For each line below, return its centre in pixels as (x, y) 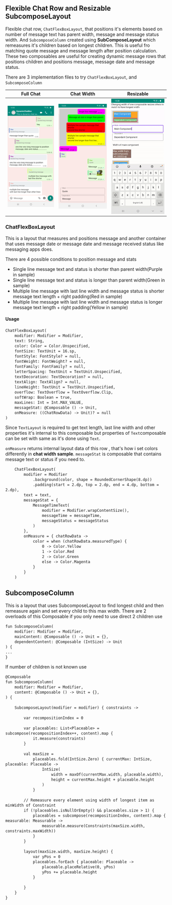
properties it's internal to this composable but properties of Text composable (86, 433)
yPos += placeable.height (69, 872)
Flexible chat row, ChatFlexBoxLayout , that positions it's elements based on (84, 29)
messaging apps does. (29, 249)
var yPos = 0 (46, 857)
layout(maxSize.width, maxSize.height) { (69, 852)
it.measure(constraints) (59, 738)
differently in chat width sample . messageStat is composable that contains (83, 454)
